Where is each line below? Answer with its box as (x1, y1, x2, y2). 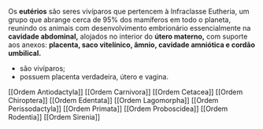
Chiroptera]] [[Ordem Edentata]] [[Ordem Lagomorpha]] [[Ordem (8, 96, 219, 105)
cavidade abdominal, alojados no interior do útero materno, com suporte (8, 31, 248, 41)
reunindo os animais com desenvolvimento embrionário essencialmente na (8, 24, 251, 32)
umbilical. (8, 49, 42, 57)
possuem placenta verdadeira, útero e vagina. (19, 72, 169, 81)
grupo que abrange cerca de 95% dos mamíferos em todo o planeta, (8, 15, 231, 24)
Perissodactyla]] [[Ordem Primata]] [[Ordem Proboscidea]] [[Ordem (8, 104, 228, 113)
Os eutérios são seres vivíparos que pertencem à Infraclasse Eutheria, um (8, 7, 250, 16)
